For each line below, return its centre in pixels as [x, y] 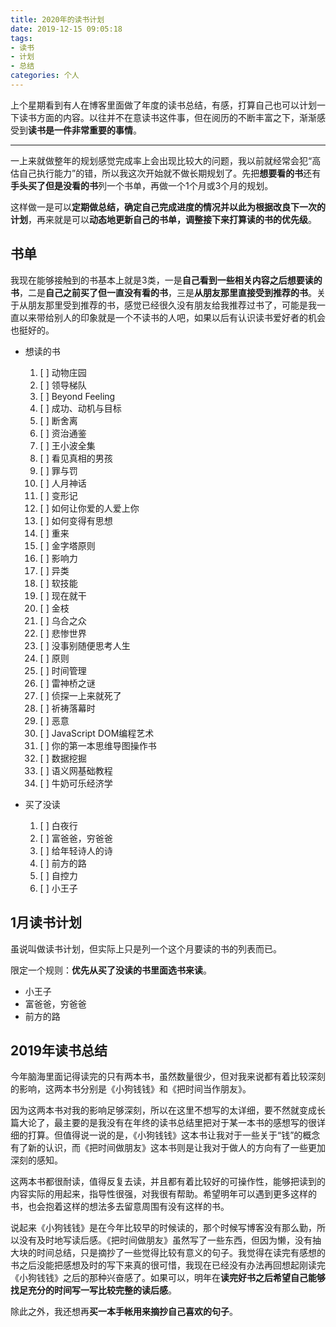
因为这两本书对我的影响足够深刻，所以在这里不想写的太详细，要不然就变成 [163, 1110]
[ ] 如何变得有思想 [76, 520]
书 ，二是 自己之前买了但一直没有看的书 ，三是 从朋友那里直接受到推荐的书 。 [163, 292]
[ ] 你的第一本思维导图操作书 [98, 745]
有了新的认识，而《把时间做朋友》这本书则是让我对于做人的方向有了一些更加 [168, 1148]
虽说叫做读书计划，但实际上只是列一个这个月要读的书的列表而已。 [146, 948]
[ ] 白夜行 [58, 825]
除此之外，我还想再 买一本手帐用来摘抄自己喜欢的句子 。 [124, 1312]
